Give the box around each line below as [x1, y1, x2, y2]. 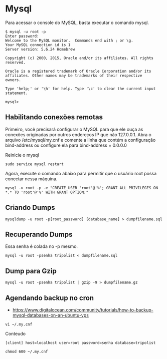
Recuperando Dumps [5, 230, 73, 238]
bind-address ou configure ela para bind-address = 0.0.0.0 [5, 142, 127, 148]
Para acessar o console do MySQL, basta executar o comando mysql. [5, 20, 149, 26]
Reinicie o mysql [5, 152, 39, 158]
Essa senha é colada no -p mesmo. [5, 243, 78, 249]
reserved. [5, 60, 26, 65]
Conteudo [5, 331, 26, 336]
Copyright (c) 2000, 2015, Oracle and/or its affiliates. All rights [5, 56, 154, 61]
